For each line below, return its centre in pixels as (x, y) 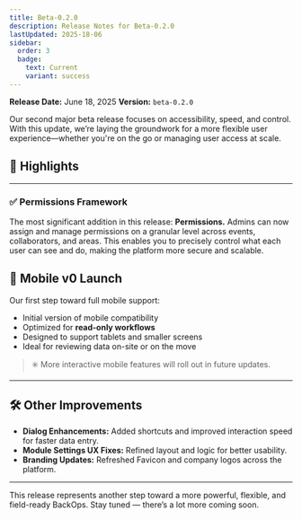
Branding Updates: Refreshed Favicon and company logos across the (152, 460)
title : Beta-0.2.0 (44, 18)
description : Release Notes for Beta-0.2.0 (92, 26)
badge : (30, 59)
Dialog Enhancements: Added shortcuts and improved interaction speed (157, 431)
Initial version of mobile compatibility (90, 317)
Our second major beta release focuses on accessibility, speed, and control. (150, 119)
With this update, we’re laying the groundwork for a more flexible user (138, 128)
